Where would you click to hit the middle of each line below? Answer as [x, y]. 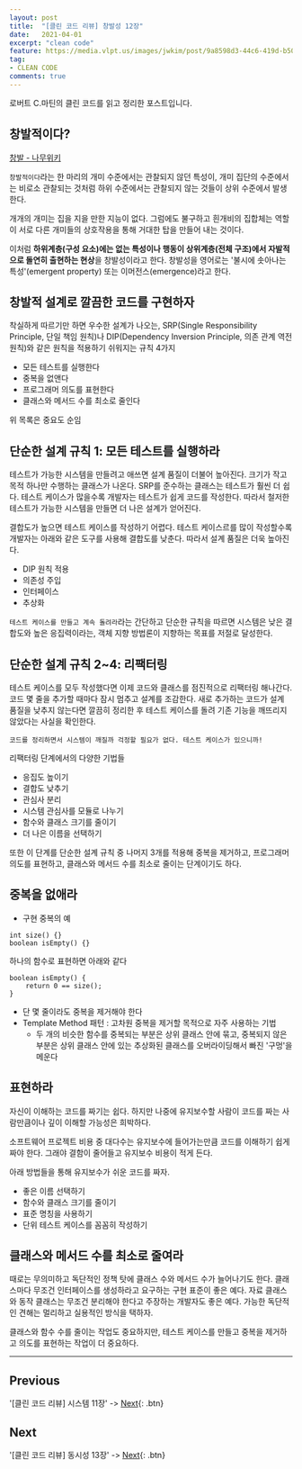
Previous [35, 1380]
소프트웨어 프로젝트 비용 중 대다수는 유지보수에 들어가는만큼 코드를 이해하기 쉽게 [150, 1141]
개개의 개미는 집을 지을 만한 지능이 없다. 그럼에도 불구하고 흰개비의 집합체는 [141, 218]
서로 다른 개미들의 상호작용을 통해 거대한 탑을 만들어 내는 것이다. [131, 230]
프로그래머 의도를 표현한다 [68, 390]
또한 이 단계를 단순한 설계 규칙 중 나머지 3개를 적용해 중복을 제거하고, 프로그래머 [149, 852]
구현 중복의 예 [46, 918]
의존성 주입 [42, 581]
